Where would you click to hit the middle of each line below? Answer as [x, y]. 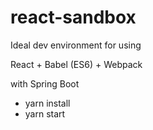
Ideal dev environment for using [76, 45]
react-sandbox [73, 17]
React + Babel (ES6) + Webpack [76, 64]
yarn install [47, 103]
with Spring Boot [45, 83]
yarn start [45, 113]
